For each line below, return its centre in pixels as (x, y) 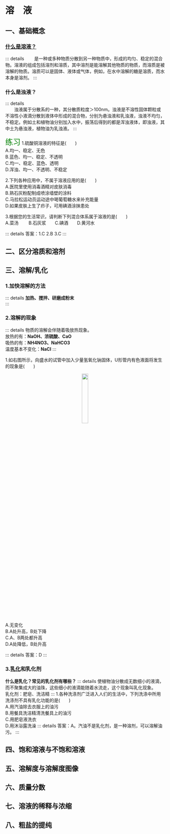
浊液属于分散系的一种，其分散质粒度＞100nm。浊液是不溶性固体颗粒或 (88, 109)
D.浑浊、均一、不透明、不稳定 (36, 170)
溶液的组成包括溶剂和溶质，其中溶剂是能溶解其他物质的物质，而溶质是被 (89, 65)
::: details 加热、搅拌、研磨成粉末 (40, 298)
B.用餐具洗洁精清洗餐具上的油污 (38, 713)
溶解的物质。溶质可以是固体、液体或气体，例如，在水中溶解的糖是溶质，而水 (85, 71)
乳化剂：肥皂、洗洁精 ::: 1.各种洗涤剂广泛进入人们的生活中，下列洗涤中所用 (83, 694)
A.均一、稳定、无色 (25, 151)
